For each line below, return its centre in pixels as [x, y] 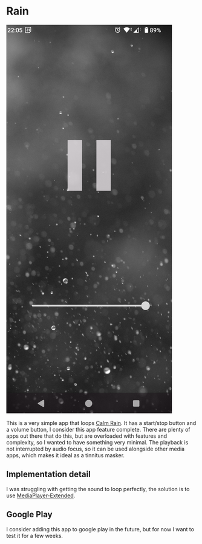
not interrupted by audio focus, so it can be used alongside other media [96, 449]
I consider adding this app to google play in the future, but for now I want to [100, 529]
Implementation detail [48, 474]
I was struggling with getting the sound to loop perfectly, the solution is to [98, 489]
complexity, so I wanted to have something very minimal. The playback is [97, 442]
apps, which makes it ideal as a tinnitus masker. [66, 455]
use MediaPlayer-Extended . [41, 495]
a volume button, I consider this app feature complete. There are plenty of [98, 429]
